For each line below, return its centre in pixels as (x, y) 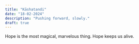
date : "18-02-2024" (25, 14)
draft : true (17, 23)
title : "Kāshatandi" (26, 9)
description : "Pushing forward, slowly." (47, 18)
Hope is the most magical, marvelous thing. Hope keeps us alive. (70, 36)
